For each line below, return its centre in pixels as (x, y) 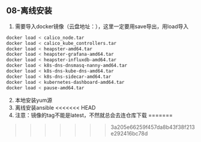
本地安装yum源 (34, 100)
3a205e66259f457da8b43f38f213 (153, 127)
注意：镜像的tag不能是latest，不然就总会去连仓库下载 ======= (94, 115)
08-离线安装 (29, 11)
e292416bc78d (129, 133)
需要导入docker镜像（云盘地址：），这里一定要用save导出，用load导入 (102, 26)
